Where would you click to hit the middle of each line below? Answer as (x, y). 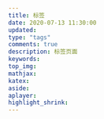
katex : (19, 81)
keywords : (24, 59)
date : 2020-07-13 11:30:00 (52, 23)
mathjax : (22, 74)
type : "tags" (30, 37)
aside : (19, 88)
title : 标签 (26, 15)
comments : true (33, 45)
